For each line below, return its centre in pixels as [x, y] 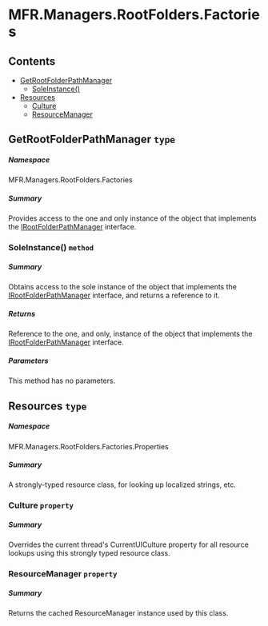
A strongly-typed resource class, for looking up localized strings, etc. [122, 484]
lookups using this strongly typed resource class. [89, 553]
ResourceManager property [63, 574]
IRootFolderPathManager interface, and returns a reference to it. [114, 295]
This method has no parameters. [62, 381]
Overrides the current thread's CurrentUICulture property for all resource [129, 544]
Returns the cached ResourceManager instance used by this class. [118, 613]
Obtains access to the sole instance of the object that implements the [123, 287]
